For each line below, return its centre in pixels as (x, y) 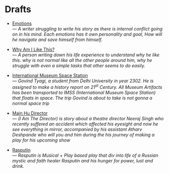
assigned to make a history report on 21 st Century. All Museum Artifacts (87, 86)
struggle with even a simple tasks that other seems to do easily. (78, 65)
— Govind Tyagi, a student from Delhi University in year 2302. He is (83, 81)
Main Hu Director (30, 113)
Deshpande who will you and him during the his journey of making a (83, 134)
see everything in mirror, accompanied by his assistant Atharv (77, 129)
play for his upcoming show (41, 140)
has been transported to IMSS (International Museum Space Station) (84, 92)
